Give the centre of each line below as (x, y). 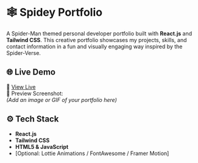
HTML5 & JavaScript (42, 147)
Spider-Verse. (24, 53)
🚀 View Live (21, 87)
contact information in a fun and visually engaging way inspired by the (94, 46)
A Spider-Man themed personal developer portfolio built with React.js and (99, 33)
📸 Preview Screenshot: (35, 93)
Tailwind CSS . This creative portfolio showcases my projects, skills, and (97, 40)
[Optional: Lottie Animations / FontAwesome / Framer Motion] (92, 153)
